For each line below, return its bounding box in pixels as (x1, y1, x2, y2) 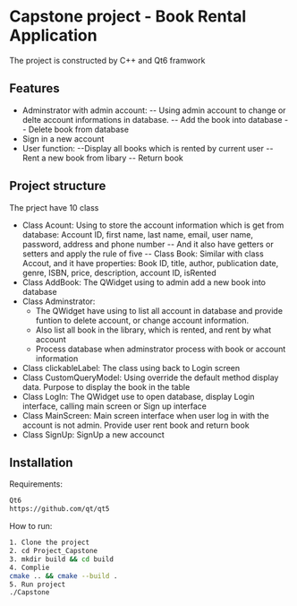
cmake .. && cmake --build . (9, 571, 118, 580)
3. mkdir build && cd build (9, 554, 115, 564)
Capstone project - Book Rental (9, 6, 247, 27)
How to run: (9, 521, 53, 532)
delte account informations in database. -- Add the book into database (21, 114, 284, 125)
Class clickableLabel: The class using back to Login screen (21, 362, 241, 373)
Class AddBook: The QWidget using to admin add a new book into (21, 276, 267, 288)
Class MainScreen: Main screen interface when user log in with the (21, 410, 270, 420)
